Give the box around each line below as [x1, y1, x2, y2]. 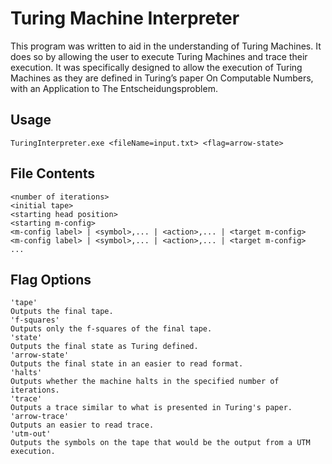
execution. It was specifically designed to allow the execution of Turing [10, 61, 303, 73]
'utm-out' [10, 429, 52, 439]
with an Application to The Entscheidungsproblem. [10, 82, 218, 94]
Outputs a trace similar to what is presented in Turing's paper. [10, 403, 293, 413]
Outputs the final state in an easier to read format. [10, 359, 244, 369]
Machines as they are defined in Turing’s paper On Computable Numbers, [10, 72, 314, 84]
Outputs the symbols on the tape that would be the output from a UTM [10, 438, 311, 448]
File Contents [10, 165, 96, 182]
